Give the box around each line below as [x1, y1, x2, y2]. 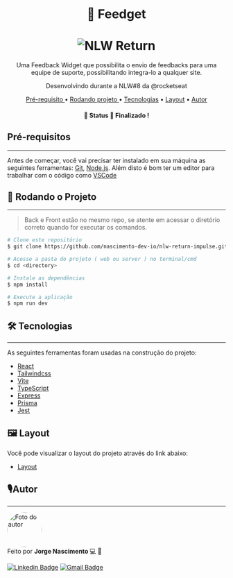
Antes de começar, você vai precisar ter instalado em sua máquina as [7, 156, 206, 164]
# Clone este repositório [7, 237, 82, 244]
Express [17, 391, 41, 400]
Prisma [17, 399, 38, 407]
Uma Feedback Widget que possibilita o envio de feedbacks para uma [16, 61, 217, 69]
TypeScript [17, 384, 49, 393]
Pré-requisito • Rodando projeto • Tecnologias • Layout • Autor [25, 95, 208, 103]
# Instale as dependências [7, 274, 85, 282]
